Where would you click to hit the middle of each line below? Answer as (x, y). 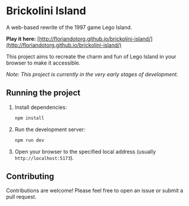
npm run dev (29, 140)
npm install (29, 118)
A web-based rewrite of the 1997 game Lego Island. (69, 27)
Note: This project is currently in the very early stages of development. (92, 74)
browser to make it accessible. (43, 63)
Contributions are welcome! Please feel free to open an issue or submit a (95, 191)
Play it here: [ (23, 38)
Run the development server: (50, 129)
